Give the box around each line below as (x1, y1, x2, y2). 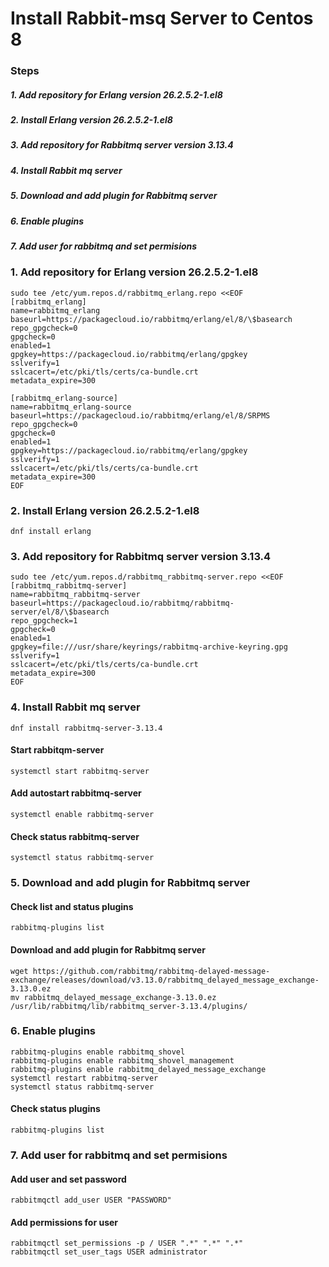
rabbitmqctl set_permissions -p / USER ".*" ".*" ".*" (10, 1238, 244, 1249)
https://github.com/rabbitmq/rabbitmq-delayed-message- (32, 966, 271, 976)
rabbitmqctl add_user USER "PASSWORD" (10, 1195, 172, 1206)
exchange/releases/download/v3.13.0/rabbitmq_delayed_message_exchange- (10, 975, 320, 985)
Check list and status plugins (10, 900, 134, 912)
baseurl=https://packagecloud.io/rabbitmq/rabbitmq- (10, 598, 235, 609)
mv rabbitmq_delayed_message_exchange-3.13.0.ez (10, 992, 217, 1002)
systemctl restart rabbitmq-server (10, 1073, 159, 1083)
